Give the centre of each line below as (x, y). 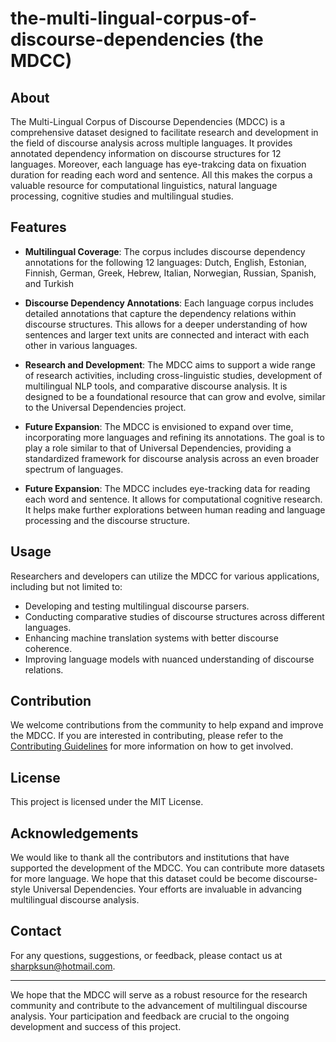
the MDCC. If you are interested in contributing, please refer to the (147, 736)
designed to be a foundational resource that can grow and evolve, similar (175, 396)
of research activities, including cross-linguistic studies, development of (173, 375)
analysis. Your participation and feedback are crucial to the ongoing (150, 1016)
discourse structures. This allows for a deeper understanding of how (166, 324)
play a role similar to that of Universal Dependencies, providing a (158, 448)
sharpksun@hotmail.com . (63, 966)
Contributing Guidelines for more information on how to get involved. (152, 746)
